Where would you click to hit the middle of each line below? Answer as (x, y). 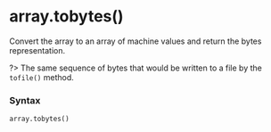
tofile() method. (41, 77)
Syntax (25, 100)
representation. (37, 50)
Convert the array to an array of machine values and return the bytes (135, 41)
